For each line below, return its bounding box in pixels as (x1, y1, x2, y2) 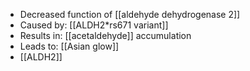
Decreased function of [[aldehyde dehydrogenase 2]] (19, 9, 241, 20)
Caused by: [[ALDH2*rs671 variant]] (19, 19, 169, 31)
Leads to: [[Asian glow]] (19, 40, 120, 52)
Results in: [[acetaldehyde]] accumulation (19, 30, 192, 41)
